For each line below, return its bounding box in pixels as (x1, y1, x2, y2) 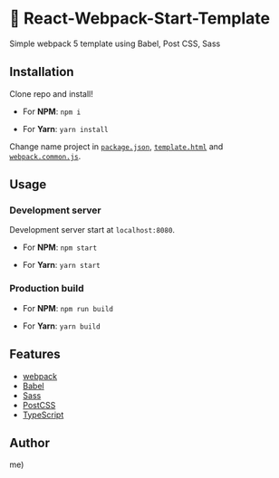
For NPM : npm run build (22, 302, 113, 313)
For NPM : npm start (22, 242, 98, 253)
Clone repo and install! (9, 88, 93, 99)
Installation (9, 64, 74, 80)
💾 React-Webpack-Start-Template (9, 8, 270, 29)
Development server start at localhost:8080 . (9, 225, 175, 235)
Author (9, 435, 50, 451)
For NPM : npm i (22, 106, 82, 117)
